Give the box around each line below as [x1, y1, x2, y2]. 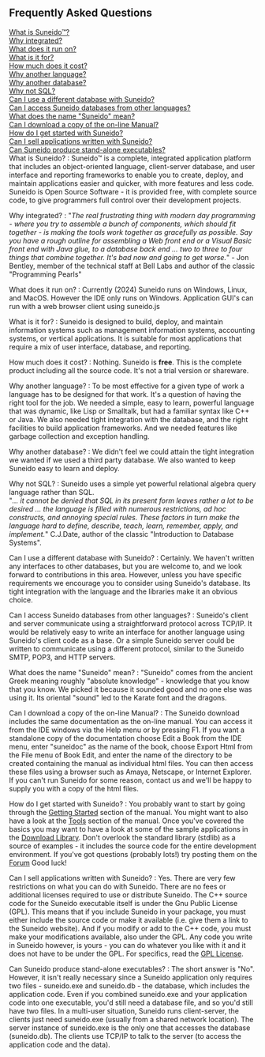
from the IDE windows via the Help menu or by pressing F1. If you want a [9, 725, 245, 734]
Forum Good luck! [9, 858, 67, 867]
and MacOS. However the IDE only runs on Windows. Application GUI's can [9, 293, 254, 303]
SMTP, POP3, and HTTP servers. [9, 652, 116, 662]
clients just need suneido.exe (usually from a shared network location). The [9, 1014, 254, 1024]
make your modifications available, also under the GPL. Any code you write [9, 932, 253, 942]
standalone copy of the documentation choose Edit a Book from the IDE [9, 733, 242, 742]
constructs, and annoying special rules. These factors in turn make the [9, 512, 240, 522]
